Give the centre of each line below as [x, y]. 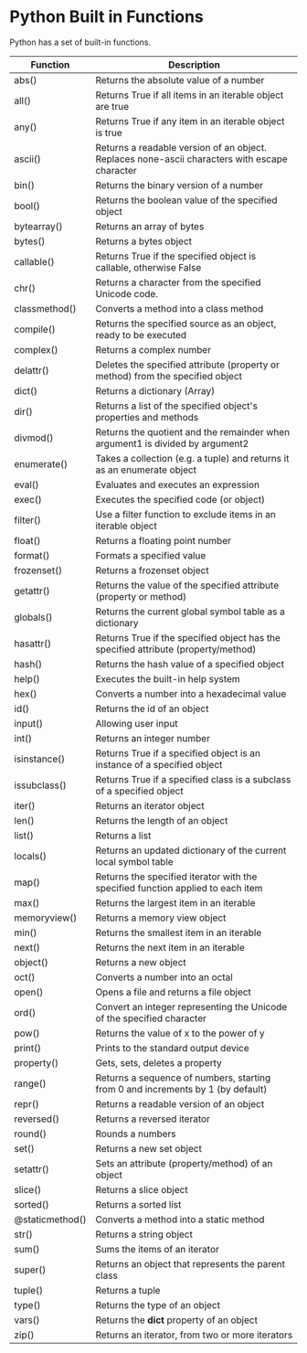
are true [112, 106]
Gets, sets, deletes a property [159, 1062]
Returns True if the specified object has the [188, 637]
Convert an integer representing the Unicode [191, 1007]
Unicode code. [127, 293]
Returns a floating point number [163, 540]
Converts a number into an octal [164, 977]
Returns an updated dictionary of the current [191, 850]
